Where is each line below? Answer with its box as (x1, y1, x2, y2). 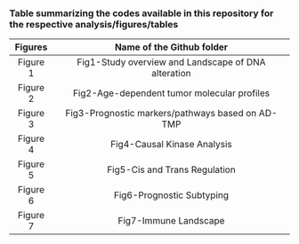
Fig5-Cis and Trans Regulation (106, 163, 236, 176)
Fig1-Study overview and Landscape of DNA (77, 56, 266, 68)
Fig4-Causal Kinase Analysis (110, 138, 233, 151)
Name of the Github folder (114, 41, 229, 53)
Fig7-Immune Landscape (117, 215, 225, 227)
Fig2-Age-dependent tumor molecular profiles (72, 87, 270, 99)
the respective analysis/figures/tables (9, 18, 179, 30)
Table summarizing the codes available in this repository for (9, 7, 274, 20)
